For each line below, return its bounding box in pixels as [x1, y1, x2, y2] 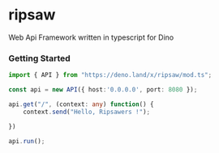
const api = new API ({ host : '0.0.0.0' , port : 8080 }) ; [8, 86, 198, 94]
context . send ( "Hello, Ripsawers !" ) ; [23, 108, 151, 116]
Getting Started [8, 53, 71, 64]
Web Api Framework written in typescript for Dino [8, 32, 174, 42]
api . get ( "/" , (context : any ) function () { [8, 100, 154, 108]
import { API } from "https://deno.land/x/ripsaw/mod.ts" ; [8, 71, 213, 79]
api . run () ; [8, 137, 45, 145]
